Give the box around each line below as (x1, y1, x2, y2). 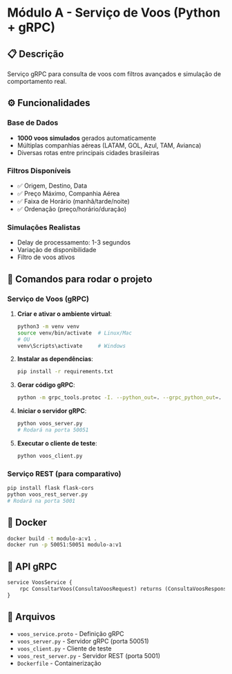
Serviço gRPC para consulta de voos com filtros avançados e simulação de (7, 70, 222, 78)
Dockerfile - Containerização (17, 659, 101, 667)
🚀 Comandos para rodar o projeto (7, 273, 153, 285)
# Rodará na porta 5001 (7, 497, 76, 504)
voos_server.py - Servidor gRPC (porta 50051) (17, 637, 150, 645)
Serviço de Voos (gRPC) (7, 294, 90, 303)
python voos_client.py (17, 452, 83, 459)
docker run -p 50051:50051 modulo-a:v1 (7, 542, 122, 549)
